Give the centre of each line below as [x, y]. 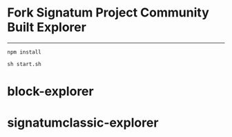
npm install [24, 52]
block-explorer [51, 92]
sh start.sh [24, 64]
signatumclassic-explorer [83, 123]
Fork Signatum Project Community [108, 13]
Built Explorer [47, 27]
